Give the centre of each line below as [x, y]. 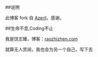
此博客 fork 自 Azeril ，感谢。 [34, 18]
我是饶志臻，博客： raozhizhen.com [41, 39]
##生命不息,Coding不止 [29, 28]
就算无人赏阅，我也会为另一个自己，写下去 [49, 49]
